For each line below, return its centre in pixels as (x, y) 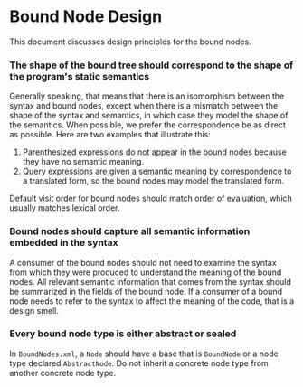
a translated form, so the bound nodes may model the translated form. (153, 181)
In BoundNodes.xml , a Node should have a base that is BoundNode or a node (144, 354)
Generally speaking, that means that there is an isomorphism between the (147, 96)
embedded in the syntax (64, 243)
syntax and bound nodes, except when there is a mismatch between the (144, 106)
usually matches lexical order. (65, 208)
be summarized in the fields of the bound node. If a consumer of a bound (146, 291)
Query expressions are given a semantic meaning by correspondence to (157, 171)
